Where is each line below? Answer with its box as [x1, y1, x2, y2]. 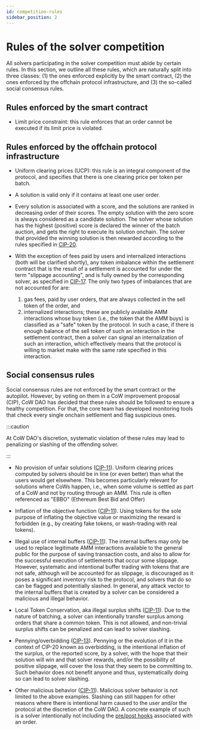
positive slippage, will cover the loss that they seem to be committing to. [14, 662, 193, 669]
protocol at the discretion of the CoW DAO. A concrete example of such [14, 706, 190, 713]
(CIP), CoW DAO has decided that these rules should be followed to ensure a [6, 398, 195, 406]
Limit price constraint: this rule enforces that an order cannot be [14, 118, 173, 125]
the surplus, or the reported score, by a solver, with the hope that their [14, 649, 188, 657]
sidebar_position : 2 [6, 14, 58, 20]
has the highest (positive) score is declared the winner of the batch [14, 222, 180, 229]
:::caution [6, 423, 30, 430]
